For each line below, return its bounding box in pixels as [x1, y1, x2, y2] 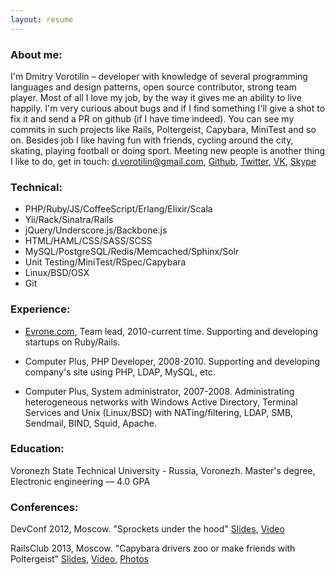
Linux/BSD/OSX [24, 267, 90, 279]
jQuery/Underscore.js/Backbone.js [24, 224, 168, 236]
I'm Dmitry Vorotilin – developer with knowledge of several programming [10, 70, 308, 82]
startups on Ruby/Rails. [24, 336, 121, 348]
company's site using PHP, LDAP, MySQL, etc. [24, 366, 216, 378]
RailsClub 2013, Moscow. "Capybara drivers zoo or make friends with [10, 542, 296, 555]
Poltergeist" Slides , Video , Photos [10, 553, 149, 565]
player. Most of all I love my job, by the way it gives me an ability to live [10, 91, 302, 103]
